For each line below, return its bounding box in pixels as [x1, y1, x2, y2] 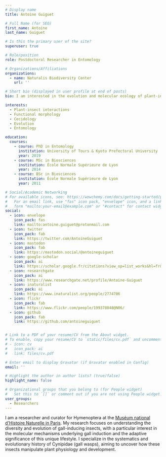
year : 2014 [18, 167, 41, 172]
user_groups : [5, 396, 32, 401]
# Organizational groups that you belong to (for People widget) [5, 387, 142, 392]
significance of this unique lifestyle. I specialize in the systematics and [5, 436, 148, 442]
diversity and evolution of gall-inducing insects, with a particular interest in [5, 425, 157, 431]
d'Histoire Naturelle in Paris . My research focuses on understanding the [5, 420, 151, 426]
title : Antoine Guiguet [5, 12, 54, 17]
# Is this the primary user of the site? [5, 39, 92, 44]
